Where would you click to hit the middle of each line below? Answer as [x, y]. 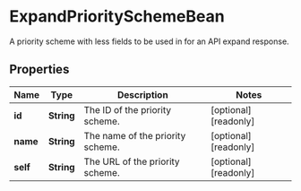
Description [142, 94]
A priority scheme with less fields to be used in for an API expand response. [149, 41]
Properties [39, 69]
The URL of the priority [132, 161]
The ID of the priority [128, 109]
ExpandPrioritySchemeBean [117, 17]
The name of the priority [135, 135]
